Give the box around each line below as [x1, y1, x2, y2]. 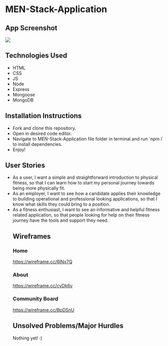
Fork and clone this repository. [12, 125, 76, 131]
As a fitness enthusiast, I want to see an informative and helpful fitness [12, 207, 160, 213]
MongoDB [12, 97, 34, 103]
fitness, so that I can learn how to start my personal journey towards [12, 180, 155, 186]
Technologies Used [5, 52, 67, 60]
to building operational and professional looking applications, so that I [12, 196, 157, 202]
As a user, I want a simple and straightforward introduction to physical [12, 174, 158, 180]
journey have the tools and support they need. [12, 217, 109, 223]
